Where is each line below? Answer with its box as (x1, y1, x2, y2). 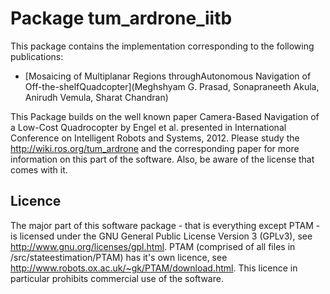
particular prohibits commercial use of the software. (10, 272, 224, 284)
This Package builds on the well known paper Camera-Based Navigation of (10, 110, 320, 122)
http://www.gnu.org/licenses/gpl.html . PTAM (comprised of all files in (10, 240, 296, 252)
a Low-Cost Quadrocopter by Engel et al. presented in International (10, 121, 287, 133)
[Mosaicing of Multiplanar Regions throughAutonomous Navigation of (24, 70, 312, 82)
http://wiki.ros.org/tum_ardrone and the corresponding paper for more (10, 142, 300, 154)
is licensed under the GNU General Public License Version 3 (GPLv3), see (10, 230, 313, 242)
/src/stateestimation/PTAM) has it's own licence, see (10, 251, 228, 263)
